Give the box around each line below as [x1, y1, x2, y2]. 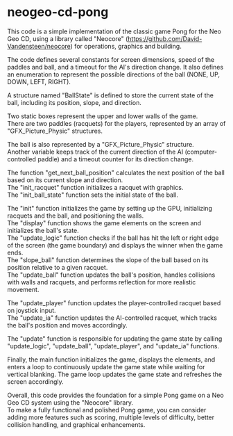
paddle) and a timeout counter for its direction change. [37, 154, 194, 163]
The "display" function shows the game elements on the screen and [7, 218, 202, 227]
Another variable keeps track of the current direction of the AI [7, 147, 184, 156]
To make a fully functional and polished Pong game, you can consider [7, 405, 207, 414]
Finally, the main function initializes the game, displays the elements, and [7, 355, 216, 364]
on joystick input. [7, 306, 57, 314]
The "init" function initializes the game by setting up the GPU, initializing [7, 204, 213, 212]
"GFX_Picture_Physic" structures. [7, 127, 103, 135]
